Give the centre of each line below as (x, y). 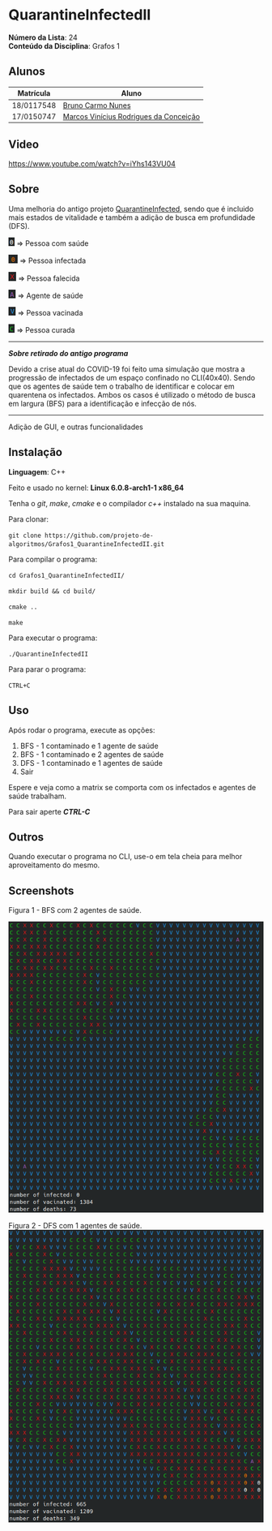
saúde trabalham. (38, 796)
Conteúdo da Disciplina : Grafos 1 (64, 45)
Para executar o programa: (53, 638)
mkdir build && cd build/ (52, 591)
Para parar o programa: (47, 669)
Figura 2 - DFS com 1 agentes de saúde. (75, 1226)
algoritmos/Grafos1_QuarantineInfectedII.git (86, 544)
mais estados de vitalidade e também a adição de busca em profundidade (132, 217)
